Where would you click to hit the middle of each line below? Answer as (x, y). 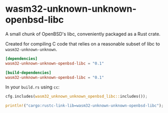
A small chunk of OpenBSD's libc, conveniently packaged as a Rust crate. (83, 34)
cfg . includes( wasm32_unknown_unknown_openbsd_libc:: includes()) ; (76, 97)
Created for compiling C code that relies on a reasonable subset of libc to (83, 43)
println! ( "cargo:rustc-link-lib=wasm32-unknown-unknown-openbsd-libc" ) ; (85, 106)
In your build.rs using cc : (33, 87)
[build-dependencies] (28, 73)
